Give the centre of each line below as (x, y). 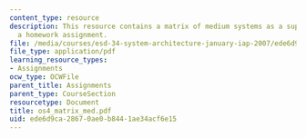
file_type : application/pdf (63, 52)
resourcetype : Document (55, 102)
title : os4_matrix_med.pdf (61, 111)
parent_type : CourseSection (63, 94)
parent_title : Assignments (61, 85)
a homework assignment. (62, 34)
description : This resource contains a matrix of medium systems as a (146, 26)
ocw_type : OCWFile (44, 77)
